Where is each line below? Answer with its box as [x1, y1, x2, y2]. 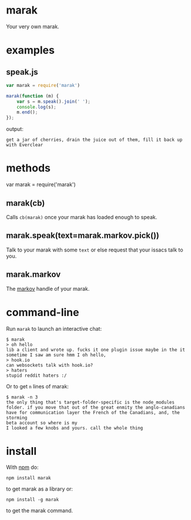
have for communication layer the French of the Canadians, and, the [6, 410, 180, 415]
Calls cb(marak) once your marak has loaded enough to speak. [6, 213, 158, 220]
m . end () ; [16, 109, 38, 115]
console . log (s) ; [16, 104, 57, 110]
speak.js [6, 67, 38, 77]
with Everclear [6, 142, 43, 148]
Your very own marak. [6, 23, 60, 30]
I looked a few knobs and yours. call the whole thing [6, 425, 143, 431]
